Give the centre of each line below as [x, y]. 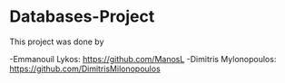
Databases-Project [82, 17]
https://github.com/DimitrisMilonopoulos [85, 69]
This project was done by [57, 41]
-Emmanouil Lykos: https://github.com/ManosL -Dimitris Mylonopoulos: [143, 59]
